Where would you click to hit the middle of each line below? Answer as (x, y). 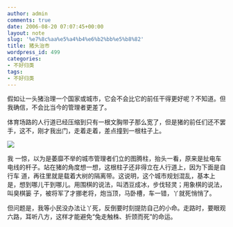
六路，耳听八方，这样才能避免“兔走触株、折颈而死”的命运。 (92, 217)
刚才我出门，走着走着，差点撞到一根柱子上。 (101, 131)
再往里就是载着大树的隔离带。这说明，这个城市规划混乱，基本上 (124, 176)
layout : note (26, 33)
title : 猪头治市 (28, 46)
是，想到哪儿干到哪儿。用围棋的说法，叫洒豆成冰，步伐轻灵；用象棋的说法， (116, 185)
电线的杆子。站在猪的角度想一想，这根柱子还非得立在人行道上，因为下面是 (113, 167)
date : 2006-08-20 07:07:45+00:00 (55, 26)
